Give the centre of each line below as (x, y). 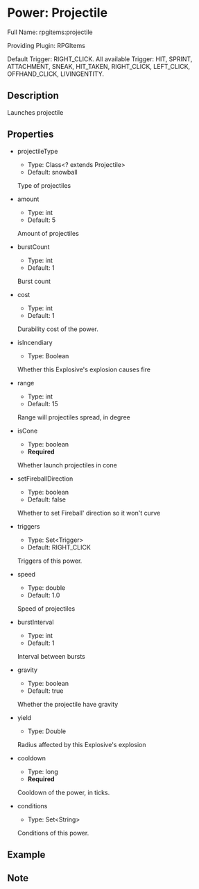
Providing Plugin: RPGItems (46, 45)
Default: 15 (43, 403)
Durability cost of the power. (58, 329)
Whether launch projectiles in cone (67, 465)
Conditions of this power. (53, 833)
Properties (31, 135)
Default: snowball (52, 172)
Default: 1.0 (44, 595)
